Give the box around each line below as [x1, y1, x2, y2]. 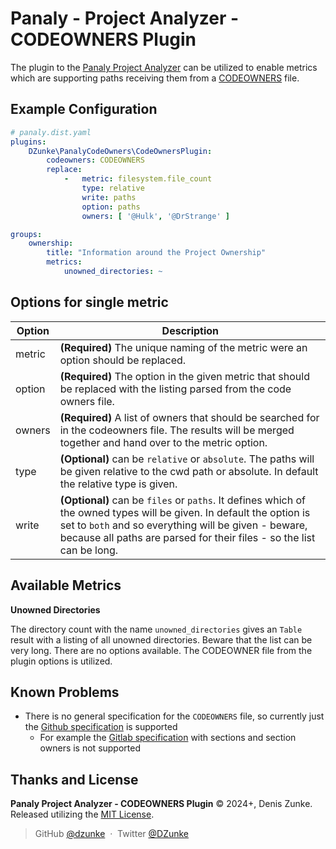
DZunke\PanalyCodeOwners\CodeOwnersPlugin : [28, 146, 213, 156]
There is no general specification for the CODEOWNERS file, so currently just [24, 710, 325, 722]
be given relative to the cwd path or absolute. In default [59, 464, 319, 478]
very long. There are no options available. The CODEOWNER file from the [10, 644, 313, 656]
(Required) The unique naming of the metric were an [59, 340, 308, 354]
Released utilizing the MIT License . [10, 808, 155, 821]
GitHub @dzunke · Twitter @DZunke [34, 828, 190, 840]
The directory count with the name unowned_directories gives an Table [10, 623, 303, 635]
